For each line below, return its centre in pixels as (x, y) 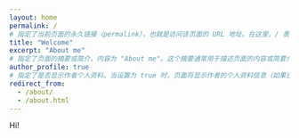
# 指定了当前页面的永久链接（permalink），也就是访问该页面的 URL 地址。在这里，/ (144, 34)
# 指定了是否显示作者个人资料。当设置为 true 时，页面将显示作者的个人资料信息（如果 (148, 76)
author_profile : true (49, 68)
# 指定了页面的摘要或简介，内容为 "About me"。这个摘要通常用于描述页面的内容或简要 (148, 59)
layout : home (33, 17)
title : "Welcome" (41, 42)
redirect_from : (37, 84)
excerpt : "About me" (48, 51)
